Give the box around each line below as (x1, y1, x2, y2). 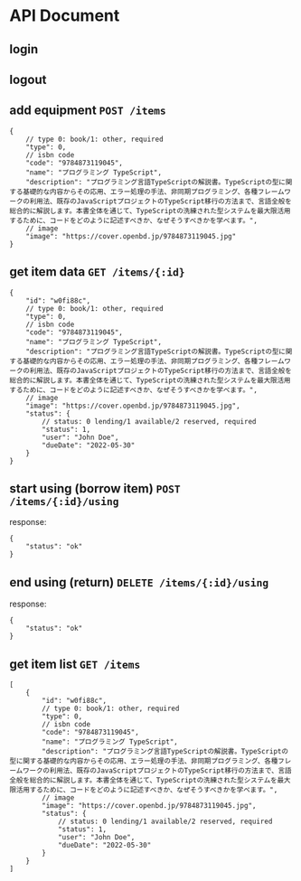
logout (9, 71, 47, 87)
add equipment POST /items (9, 103, 166, 118)
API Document (9, 5, 120, 26)
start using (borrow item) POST (9, 481, 181, 496)
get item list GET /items (9, 656, 141, 671)
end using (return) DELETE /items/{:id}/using (9, 575, 269, 590)
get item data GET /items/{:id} (9, 264, 185, 280)
